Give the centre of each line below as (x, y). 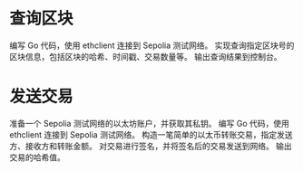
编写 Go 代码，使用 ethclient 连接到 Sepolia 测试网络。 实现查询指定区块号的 (152, 45)
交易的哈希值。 (37, 157)
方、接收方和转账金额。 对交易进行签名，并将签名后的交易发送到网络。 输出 (151, 146)
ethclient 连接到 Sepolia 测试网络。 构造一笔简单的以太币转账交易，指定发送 (151, 134)
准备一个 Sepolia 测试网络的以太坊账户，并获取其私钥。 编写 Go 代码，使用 (150, 123)
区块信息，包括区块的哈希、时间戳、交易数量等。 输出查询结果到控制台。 (146, 56)
